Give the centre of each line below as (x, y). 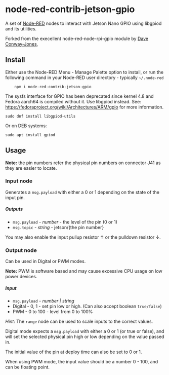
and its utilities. (21, 28)
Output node (21, 250)
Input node (19, 181)
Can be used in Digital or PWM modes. (46, 261)
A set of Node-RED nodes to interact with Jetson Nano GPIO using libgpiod (83, 23)
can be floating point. (27, 367)
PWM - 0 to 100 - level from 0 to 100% (53, 312)
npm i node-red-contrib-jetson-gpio (53, 87)
